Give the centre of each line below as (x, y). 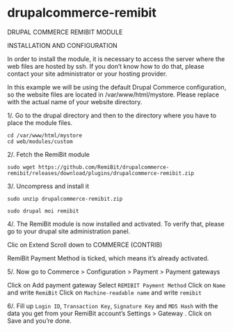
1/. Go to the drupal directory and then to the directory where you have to (112, 115)
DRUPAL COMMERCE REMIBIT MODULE (65, 32)
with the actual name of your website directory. (75, 101)
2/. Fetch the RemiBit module (49, 154)
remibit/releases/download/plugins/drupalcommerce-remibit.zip (101, 173)
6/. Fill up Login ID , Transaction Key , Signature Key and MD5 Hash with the (113, 306)
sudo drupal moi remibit (43, 211)
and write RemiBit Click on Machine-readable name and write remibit (104, 292)
